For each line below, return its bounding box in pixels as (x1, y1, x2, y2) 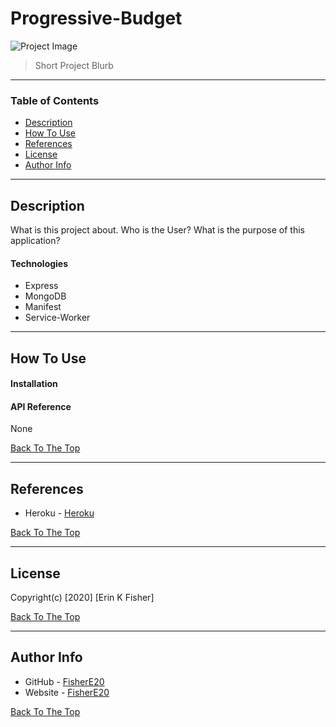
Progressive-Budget (10, 7, 183, 30)
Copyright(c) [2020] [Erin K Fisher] (10, 592, 155, 604)
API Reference (10, 400, 72, 412)
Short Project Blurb (34, 59, 114, 71)
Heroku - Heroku (24, 507, 95, 519)
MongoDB (24, 290, 67, 302)
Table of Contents (10, 93, 100, 107)
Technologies (10, 257, 69, 269)
